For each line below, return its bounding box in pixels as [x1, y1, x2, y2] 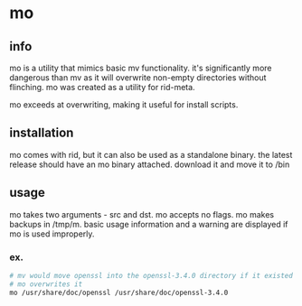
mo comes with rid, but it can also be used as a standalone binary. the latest [9, 149, 293, 160]
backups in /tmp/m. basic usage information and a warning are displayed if [9, 218, 288, 229]
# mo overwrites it [9, 279, 83, 289]
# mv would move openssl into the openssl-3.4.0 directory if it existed [9, 271, 294, 280]
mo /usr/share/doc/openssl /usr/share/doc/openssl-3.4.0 [9, 288, 229, 297]
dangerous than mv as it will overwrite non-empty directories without [9, 72, 267, 83]
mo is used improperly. [9, 228, 95, 239]
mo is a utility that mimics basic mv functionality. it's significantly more [9, 62, 272, 73]
